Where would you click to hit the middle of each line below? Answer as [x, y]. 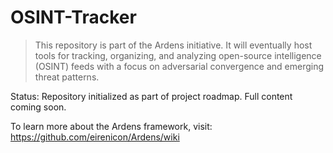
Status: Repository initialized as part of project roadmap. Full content [151, 96]
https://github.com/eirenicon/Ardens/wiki [95, 137]
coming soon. [38, 107]
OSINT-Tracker [73, 17]
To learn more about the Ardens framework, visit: [111, 126]
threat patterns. [67, 77]
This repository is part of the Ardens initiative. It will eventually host [173, 45]
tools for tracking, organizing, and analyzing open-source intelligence [178, 55]
